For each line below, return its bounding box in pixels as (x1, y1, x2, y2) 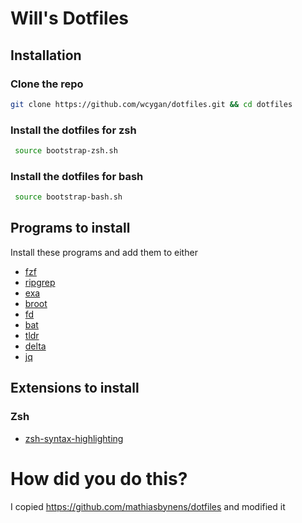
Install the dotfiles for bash (10, 169, 144, 183)
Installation (10, 47, 82, 64)
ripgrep (24, 276, 56, 288)
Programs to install (10, 220, 131, 237)
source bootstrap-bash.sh (14, 192, 123, 202)
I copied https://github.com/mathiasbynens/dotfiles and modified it (10, 500, 286, 512)
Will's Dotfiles (10, 7, 130, 30)
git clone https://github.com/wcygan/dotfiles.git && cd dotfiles (10, 99, 293, 109)
